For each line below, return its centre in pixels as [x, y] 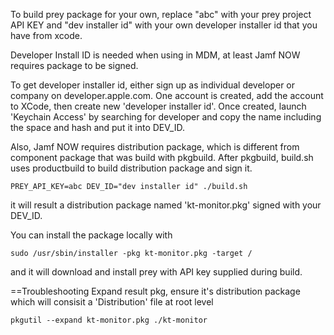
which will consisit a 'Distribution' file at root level [112, 302]
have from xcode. [46, 35]
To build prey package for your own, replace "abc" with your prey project [161, 14]
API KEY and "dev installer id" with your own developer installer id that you [164, 25]
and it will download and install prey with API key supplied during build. [156, 272]
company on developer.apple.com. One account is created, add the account [167, 95]
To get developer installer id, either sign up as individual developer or [152, 85]
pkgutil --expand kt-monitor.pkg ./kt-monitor [109, 320]
